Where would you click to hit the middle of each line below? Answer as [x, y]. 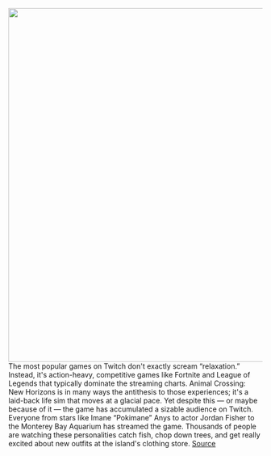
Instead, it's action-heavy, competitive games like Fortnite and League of [129, 375]
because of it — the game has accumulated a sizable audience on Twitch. [131, 409]
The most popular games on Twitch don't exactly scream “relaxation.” [124, 366]
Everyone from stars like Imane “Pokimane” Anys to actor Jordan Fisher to [131, 418]
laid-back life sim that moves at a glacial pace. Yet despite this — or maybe [133, 401]
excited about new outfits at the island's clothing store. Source [112, 443]
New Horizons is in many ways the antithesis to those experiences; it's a [128, 392]
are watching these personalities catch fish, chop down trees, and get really [134, 435]
